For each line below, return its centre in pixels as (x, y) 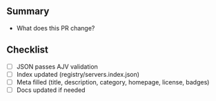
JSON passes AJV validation (57, 66)
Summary (28, 11)
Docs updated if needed (51, 90)
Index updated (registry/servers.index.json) (78, 74)
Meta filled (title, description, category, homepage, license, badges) (113, 82)
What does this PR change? (56, 28)
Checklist (28, 50)
